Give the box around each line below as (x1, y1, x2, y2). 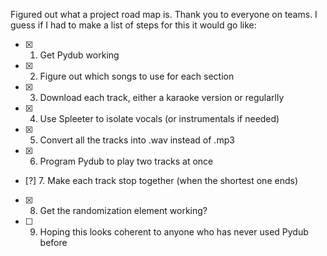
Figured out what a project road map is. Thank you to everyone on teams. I (10, 9, 318, 20)
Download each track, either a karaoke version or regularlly (39, 92, 285, 103)
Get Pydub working (39, 49, 120, 61)
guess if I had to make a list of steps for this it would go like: (10, 19, 257, 31)
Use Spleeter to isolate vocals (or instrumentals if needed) (39, 113, 280, 124)
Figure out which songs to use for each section (39, 70, 235, 82)
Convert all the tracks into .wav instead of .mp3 (39, 134, 235, 146)
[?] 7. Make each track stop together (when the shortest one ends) (24, 175, 298, 186)
